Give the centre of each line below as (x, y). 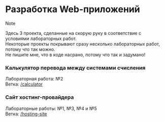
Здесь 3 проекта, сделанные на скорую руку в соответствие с (73, 33)
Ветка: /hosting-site (26, 114)
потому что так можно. (30, 49)
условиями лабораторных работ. (41, 38)
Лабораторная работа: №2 (34, 79)
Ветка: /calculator (24, 84)
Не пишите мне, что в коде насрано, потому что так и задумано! (75, 55)
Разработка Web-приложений (73, 9)
